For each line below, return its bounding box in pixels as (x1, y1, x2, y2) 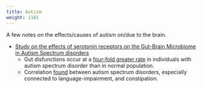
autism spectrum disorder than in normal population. (24, 61, 155, 69)
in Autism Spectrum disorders (14, 49, 89, 56)
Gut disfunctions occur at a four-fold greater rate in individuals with (24, 55, 192, 63)
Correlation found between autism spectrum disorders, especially (24, 68, 187, 75)
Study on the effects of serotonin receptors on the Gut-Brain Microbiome (14, 43, 196, 50)
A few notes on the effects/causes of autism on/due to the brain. (6, 31, 167, 38)
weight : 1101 (6, 14, 39, 20)
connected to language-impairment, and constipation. (24, 75, 159, 82)
